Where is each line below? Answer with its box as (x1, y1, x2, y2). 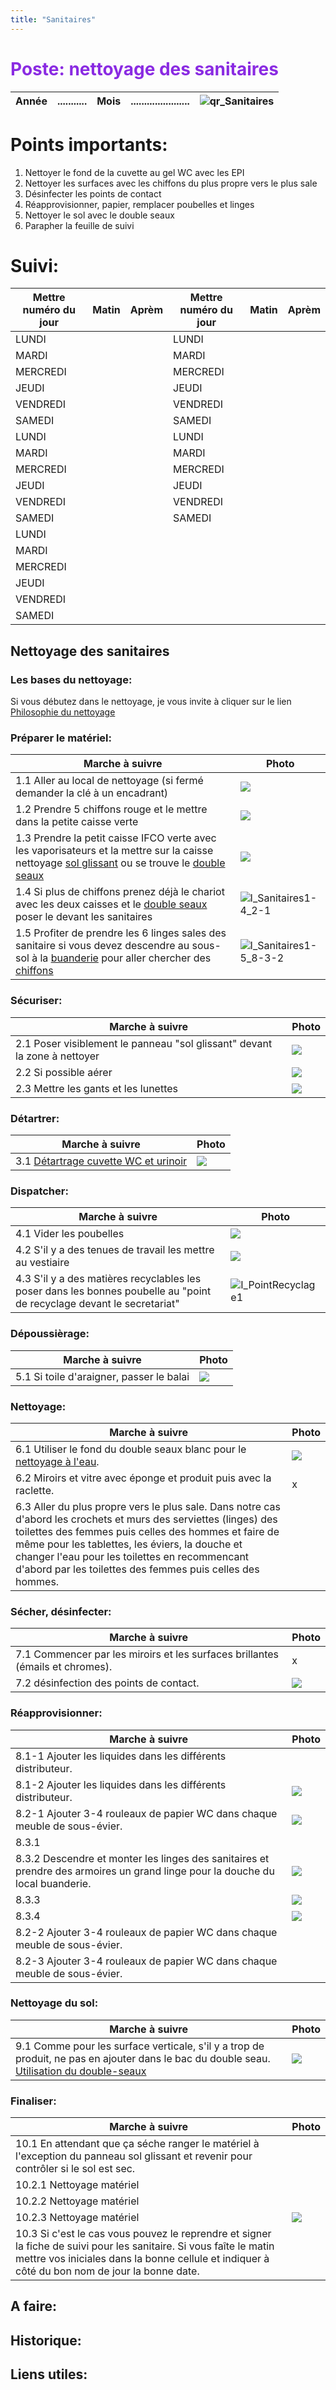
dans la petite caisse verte (15, 815, 139, 829)
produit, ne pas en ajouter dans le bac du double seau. (15, 2051, 271, 2065)
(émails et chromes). (15, 1660, 113, 1674)
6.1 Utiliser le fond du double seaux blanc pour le (15, 1442, 247, 1456)
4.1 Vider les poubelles (15, 1227, 125, 1241)
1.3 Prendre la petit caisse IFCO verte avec (15, 831, 217, 845)
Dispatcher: (10, 1184, 69, 1198)
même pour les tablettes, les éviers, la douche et (15, 1537, 243, 1551)
